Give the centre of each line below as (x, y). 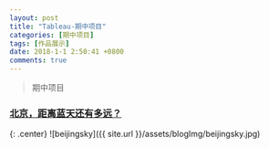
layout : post (34, 18)
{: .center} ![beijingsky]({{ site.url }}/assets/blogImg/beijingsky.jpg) (135, 134)
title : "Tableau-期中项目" (58, 26)
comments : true (38, 60)
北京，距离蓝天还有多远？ (66, 113)
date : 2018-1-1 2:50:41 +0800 (67, 52)
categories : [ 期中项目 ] (52, 35)
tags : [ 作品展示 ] (40, 43)
